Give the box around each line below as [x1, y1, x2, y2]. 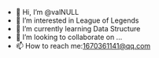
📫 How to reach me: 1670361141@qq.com [15, 42, 151, 50]
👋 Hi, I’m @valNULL [15, 8, 79, 16]
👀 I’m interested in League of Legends [15, 16, 139, 25]
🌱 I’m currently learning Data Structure [15, 24, 141, 33]
